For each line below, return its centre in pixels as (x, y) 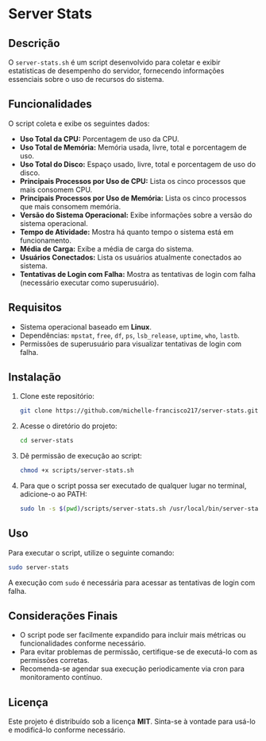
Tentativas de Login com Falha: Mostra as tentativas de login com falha (138, 274)
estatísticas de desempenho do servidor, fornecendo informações (116, 71)
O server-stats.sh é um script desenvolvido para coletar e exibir (114, 62)
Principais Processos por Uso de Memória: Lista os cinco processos (133, 198)
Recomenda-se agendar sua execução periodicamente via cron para (132, 669)
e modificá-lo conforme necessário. (67, 730)
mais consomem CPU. (56, 189)
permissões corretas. (54, 661)
